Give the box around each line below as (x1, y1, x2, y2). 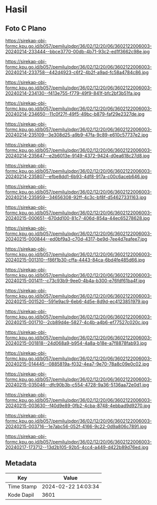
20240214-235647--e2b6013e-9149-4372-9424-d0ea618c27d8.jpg (5, 153, 150, 158)
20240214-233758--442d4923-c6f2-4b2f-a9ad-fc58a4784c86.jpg (5, 69, 149, 75)
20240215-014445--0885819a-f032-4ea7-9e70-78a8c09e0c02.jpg (5, 361, 149, 367)
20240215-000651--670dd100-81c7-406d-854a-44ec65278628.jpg (5, 215, 150, 221)
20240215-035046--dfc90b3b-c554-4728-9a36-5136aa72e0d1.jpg (5, 382, 149, 388)
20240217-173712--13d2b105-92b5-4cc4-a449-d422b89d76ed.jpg (5, 445, 149, 450)
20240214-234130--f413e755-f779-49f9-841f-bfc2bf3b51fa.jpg (5, 90, 141, 96)
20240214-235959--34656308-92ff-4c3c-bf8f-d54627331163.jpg (5, 194, 147, 200)
